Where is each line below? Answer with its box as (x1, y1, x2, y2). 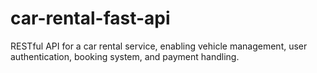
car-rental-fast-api (10, 7, 171, 30)
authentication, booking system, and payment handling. (10, 50, 240, 62)
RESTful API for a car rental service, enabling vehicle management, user (10, 40, 308, 52)
